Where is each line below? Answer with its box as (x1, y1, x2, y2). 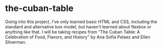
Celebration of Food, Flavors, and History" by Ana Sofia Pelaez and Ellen (5, 34, 150, 40)
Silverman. (5, 39, 27, 45)
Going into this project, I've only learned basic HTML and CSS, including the (5, 19, 157, 24)
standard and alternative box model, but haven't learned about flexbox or (5, 24, 152, 29)
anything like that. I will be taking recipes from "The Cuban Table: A (5, 29, 140, 35)
